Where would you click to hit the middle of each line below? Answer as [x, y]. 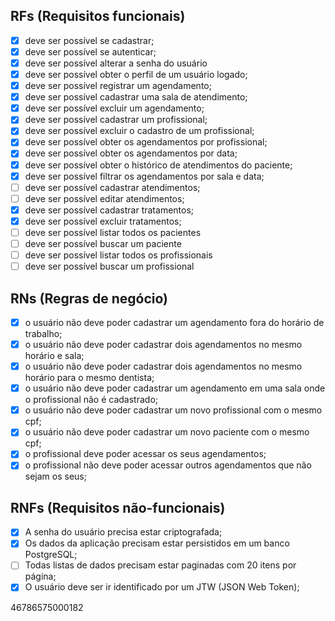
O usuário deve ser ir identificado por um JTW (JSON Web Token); [162, 587]
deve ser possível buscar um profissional [109, 266]
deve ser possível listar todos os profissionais [118, 255]
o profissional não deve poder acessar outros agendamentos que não [168, 465]
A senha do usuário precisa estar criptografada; [123, 532]
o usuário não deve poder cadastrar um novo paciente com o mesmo [167, 432]
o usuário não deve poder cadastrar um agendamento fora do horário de [174, 322]
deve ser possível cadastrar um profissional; [116, 120]
